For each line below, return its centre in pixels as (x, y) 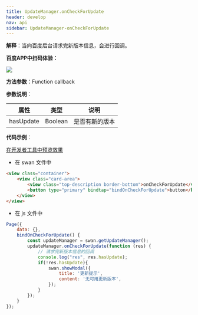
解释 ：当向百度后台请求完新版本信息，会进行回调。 (68, 45)
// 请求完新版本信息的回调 (66, 251)
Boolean (57, 122)
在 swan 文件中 (33, 162)
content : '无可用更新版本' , (90, 279)
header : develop (26, 17)
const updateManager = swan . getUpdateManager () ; (88, 241)
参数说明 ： (19, 94)
